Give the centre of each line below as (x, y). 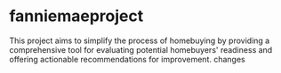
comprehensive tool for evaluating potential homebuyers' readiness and (141, 49)
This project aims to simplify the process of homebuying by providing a (140, 40)
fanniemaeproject (76, 16)
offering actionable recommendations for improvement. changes (128, 59)
